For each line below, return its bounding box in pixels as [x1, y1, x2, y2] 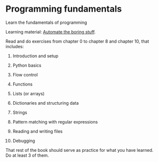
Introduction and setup [12, 53, 59, 59]
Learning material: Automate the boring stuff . [5, 29, 96, 35]
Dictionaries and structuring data [12, 100, 79, 106]
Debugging [12, 138, 36, 144]
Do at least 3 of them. [5, 152, 49, 158]
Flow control [12, 72, 38, 77]
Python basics [12, 62, 42, 68]
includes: [5, 43, 24, 49]
